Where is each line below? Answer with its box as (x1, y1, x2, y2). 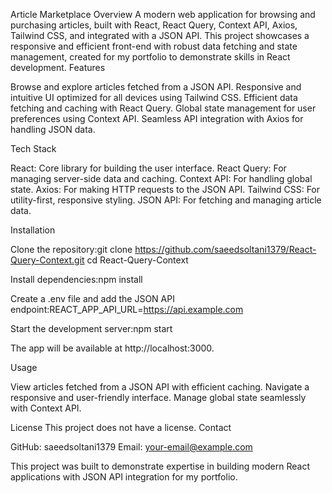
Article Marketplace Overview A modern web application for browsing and (10, 9, 316, 20)
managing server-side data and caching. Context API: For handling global (10, 173, 313, 184)
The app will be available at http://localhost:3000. (10, 342, 215, 354)
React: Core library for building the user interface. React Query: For (10, 162, 287, 174)
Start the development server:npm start (10, 323, 173, 334)
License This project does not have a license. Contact (10, 422, 232, 433)
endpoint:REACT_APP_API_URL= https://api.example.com (10, 304, 244, 315)
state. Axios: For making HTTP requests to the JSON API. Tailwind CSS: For (10, 184, 321, 195)
